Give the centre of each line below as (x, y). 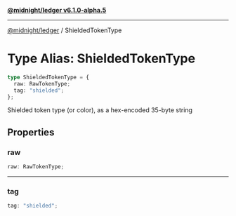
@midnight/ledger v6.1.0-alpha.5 (57, 10)
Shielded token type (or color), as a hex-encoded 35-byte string (100, 110)
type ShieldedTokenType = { (48, 77)
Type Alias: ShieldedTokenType (101, 59)
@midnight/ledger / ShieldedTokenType (65, 30)
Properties (31, 132)
